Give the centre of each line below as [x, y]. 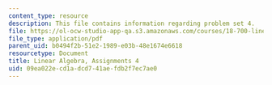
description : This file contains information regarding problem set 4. [132, 23]
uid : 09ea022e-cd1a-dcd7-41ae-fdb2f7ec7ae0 [83, 69]
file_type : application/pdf [56, 38]
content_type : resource [49, 16]
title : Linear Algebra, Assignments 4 [74, 62]
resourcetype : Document [49, 53]
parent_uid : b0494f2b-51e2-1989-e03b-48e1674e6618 [96, 46]
